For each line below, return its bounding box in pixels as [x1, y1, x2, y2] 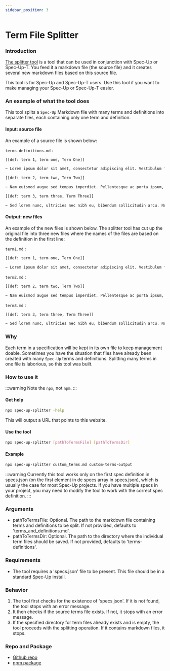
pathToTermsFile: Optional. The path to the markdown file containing [12, 517, 156, 523]
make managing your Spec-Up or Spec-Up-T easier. [5, 85, 114, 91]
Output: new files [5, 214, 42, 220]
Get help [5, 396, 24, 402]
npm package [12, 660, 41, 666]
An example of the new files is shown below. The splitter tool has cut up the [5, 225, 163, 231]
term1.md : [5, 246, 26, 252]
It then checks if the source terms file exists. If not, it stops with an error [12, 609, 163, 615]
